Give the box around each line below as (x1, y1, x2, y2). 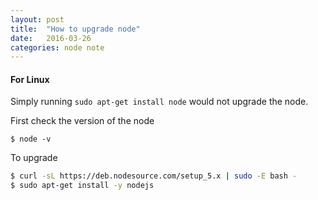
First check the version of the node (10, 115, 155, 127)
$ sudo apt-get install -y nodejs (10, 181, 155, 191)
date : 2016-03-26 (10, 33, 92, 43)
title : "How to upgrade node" (10, 24, 141, 34)
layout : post (10, 14, 65, 25)
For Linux (10, 73, 50, 85)
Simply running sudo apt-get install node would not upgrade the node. (10, 96, 309, 108)
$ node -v (10, 134, 52, 145)
